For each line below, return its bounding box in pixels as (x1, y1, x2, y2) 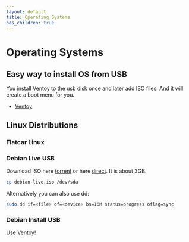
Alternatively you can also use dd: (6, 190, 89, 197)
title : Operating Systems (6, 14, 70, 20)
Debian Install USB (6, 215, 61, 224)
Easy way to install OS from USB (6, 69, 128, 79)
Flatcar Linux (6, 138, 45, 146)
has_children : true (6, 20, 55, 26)
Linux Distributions (6, 120, 78, 130)
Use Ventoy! (6, 229, 36, 236)
